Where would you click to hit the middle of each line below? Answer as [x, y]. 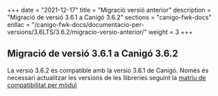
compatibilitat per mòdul [42, 85]
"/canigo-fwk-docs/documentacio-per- [88, 25]
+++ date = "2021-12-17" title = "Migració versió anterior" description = [109, 10]
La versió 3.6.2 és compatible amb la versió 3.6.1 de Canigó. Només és [108, 70]
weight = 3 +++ [170, 32]
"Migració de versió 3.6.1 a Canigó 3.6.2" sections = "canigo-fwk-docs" [109, 17]
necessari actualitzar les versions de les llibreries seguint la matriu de [107, 77]
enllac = [19, 25]
